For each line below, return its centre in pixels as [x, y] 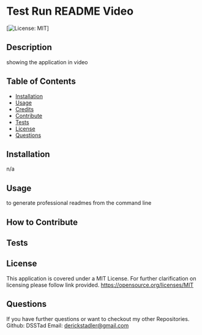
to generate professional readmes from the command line [79, 203]
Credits [24, 109]
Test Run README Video [70, 11]
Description [29, 47]
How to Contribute [42, 222]
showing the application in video [47, 62]
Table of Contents [41, 82]
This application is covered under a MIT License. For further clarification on [101, 278]
